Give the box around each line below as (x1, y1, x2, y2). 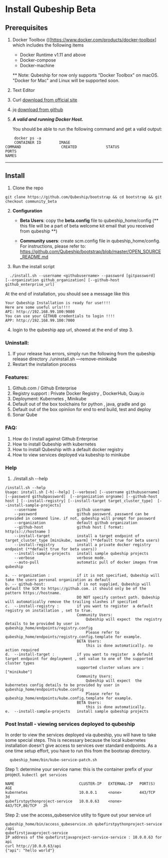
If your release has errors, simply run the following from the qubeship (12, 351, 155, 357)
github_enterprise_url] (5, 282, 55, 287)
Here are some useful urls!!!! (5, 305, 70, 310)
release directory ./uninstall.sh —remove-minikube (12, 356, 117, 362)
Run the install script (12, 263, 55, 269)
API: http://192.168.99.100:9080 (5, 309, 75, 314)
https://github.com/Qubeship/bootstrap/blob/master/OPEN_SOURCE (19, 248, 161, 254)
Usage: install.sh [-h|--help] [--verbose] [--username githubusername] (5, 490, 160, 495)
